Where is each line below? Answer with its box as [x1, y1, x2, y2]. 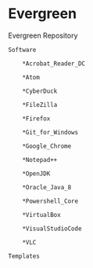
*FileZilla [22, 101, 58, 108]
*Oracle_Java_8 [22, 183, 72, 191]
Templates [8, 252, 41, 260]
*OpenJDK [22, 170, 51, 178]
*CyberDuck [22, 87, 58, 95]
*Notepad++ [22, 156, 58, 163]
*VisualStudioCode [22, 225, 82, 233]
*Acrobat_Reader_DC [22, 60, 86, 68]
